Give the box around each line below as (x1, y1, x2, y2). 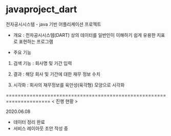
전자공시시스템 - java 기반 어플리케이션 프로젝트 (6, 21, 101, 27)
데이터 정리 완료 (13, 119, 45, 125)
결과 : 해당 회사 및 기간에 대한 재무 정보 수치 (13, 71, 101, 77)
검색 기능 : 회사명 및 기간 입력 (13, 60, 72, 66)
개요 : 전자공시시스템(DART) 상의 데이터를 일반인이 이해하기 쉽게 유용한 (13, 32, 156, 38)
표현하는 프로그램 (18, 38, 53, 44)
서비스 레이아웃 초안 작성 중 (13, 125, 69, 131)
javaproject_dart (6, 4, 77, 15)
